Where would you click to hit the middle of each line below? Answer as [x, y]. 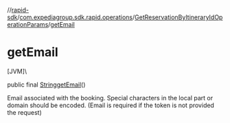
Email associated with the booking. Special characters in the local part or [110, 98]
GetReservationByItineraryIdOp [179, 17]
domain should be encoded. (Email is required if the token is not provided [111, 105]
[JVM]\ [17, 71]
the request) [25, 112]
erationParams [28, 24]
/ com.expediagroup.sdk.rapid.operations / [76, 17]
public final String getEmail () [46, 85]
